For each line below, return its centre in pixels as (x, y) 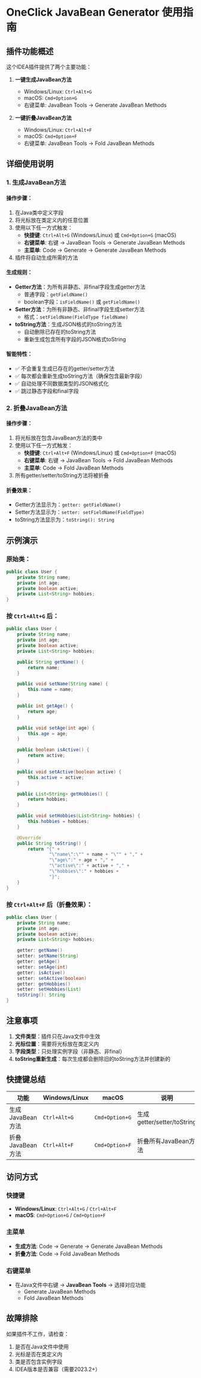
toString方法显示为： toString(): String (65, 520)
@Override (29, 838)
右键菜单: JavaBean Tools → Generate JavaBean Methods (95, 105)
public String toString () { (52, 843)
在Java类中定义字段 (39, 212)
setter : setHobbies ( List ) (49, 989)
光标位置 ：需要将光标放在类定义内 (57, 1043)
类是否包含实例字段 (39, 1361)
